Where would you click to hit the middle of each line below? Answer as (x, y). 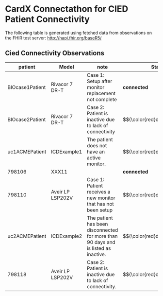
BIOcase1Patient (27, 87)
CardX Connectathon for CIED (67, 9)
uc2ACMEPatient (27, 236)
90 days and (101, 242)
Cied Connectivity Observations (55, 53)
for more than (102, 236)
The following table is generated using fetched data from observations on (79, 33)
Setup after (99, 81)
